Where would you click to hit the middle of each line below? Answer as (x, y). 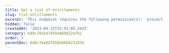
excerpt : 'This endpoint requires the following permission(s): (74, 19)
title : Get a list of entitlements (43, 10)
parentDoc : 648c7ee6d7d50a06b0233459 (45, 43)
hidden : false (20, 24)
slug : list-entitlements (31, 15)
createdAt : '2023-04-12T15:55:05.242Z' (47, 29)
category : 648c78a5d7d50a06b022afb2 (44, 33)
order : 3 (14, 38)
